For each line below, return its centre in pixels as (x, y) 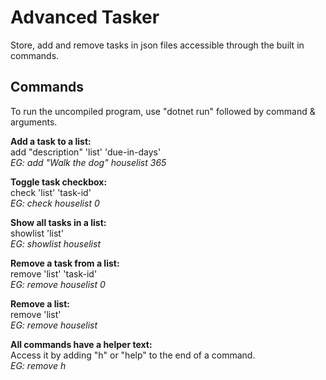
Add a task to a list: (51, 141)
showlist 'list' (37, 233)
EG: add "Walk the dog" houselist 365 (88, 162)
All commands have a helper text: (81, 344)
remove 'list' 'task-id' (54, 273)
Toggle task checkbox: (59, 182)
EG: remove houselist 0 (58, 284)
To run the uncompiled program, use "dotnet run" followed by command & (163, 111)
